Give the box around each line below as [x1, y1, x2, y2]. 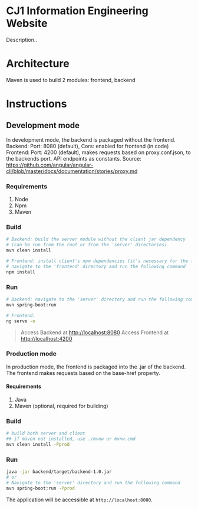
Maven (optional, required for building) [14, 403, 108, 410]
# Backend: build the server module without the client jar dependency [6, 236, 186, 243]
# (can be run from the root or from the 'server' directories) [6, 242, 167, 248]
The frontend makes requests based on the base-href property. [6, 369, 160, 376]
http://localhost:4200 [20, 335, 72, 342]
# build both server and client [6, 430, 85, 436]
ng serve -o [6, 318, 35, 324]
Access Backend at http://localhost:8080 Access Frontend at [20, 329, 169, 336]
